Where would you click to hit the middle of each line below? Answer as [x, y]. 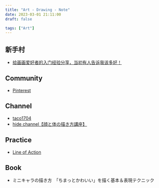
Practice [18, 140]
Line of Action [27, 152]
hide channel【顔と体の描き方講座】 [50, 124]
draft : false [19, 19]
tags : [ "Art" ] [20, 28]
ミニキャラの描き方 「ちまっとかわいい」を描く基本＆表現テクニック [83, 181]
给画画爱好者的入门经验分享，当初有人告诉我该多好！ [67, 62]
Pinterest [22, 90]
